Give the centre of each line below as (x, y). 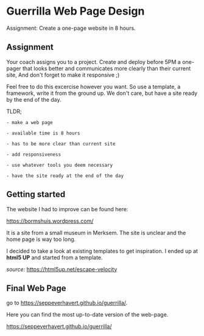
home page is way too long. (41, 239)
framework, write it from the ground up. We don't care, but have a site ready (102, 93)
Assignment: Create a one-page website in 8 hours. (71, 28)
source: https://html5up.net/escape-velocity (62, 269)
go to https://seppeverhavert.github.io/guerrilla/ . (67, 303)
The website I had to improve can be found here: (67, 209)
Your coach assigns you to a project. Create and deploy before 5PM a (93, 61)
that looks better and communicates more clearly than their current (106, 68)
